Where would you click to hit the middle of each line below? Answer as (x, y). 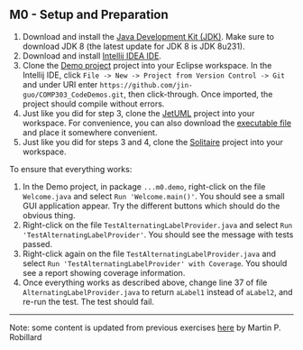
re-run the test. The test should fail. (88, 301)
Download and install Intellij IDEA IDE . (92, 55)
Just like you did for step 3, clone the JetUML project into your (138, 113)
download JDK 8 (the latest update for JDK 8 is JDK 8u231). (133, 46)
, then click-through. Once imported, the (198, 94)
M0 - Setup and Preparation (89, 15)
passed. (37, 244)
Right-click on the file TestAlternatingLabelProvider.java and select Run (157, 225)
